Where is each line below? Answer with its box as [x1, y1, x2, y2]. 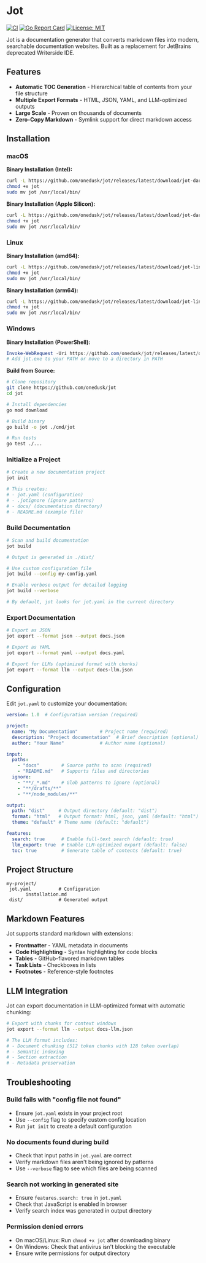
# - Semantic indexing [6, 1049, 64, 1055]
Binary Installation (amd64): [6, 252, 80, 259]
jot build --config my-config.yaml [6, 571, 97, 577]
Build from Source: [6, 367, 55, 375]
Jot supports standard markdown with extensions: [6, 930, 134, 937]
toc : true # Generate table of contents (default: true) [12, 847, 183, 854]
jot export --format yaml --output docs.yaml [6, 649, 124, 656]
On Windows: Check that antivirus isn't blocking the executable [15, 1243, 176, 1250]
